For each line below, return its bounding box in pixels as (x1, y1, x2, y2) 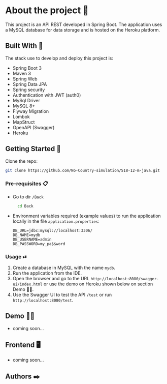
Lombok (12, 113, 30, 120)
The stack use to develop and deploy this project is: (5, 55, 113, 61)
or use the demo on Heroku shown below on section (43, 281, 153, 287)
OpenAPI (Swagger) (12, 124, 55, 130)
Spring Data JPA (12, 81, 47, 87)
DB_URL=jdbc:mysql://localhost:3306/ (12, 228, 93, 233)
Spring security (12, 86, 45, 93)
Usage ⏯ (5, 253, 27, 260)
